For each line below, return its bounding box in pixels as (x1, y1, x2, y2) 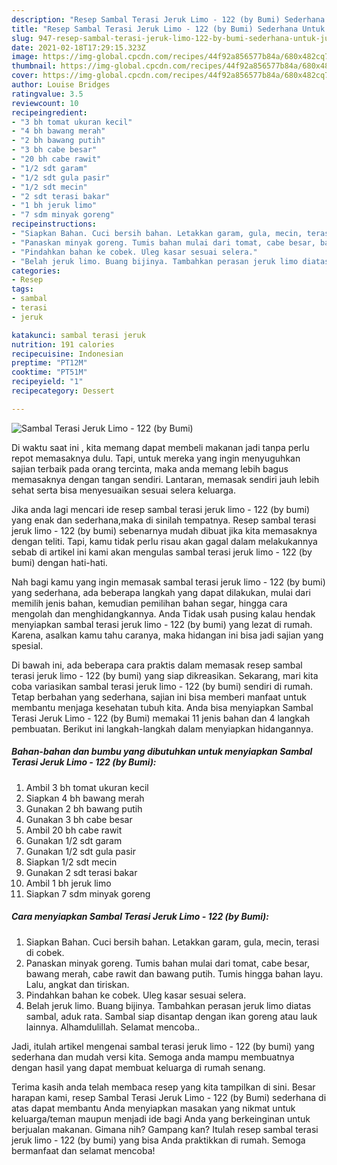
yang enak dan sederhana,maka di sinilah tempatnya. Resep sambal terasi (11, 514, 317, 526)
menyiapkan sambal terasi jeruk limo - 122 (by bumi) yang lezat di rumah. (11, 618, 313, 630)
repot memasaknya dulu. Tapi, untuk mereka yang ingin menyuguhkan (11, 452, 301, 464)
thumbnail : (11, 61, 57, 71)
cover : (11, 71, 39, 81)
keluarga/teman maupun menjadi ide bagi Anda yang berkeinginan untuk (11, 1112, 311, 1125)
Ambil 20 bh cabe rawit (25, 824, 123, 836)
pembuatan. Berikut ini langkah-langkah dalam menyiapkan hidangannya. (11, 722, 314, 735)
